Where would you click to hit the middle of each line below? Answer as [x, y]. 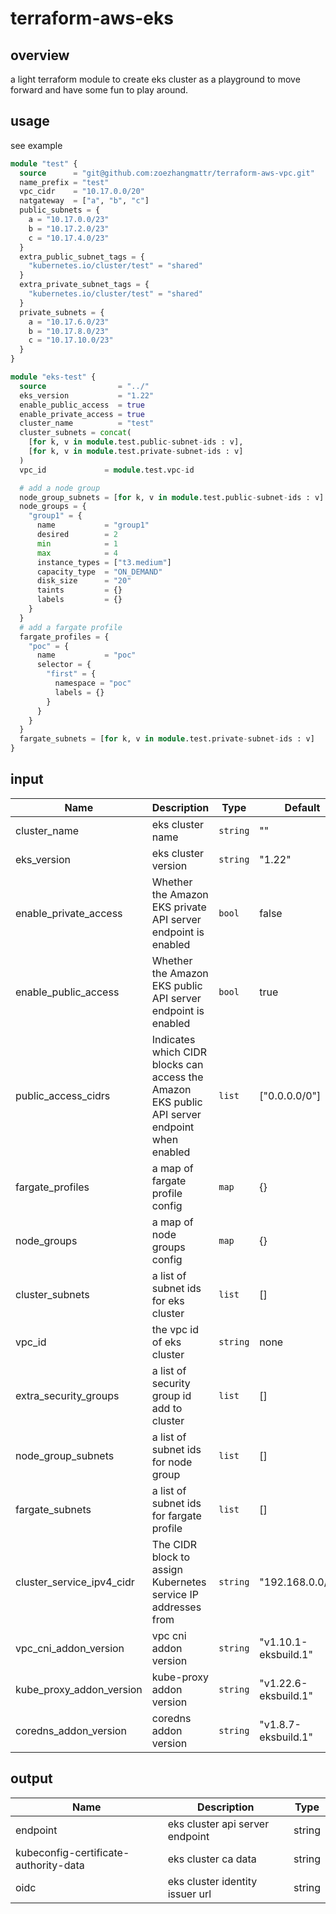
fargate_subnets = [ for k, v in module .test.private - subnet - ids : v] [167, 739]
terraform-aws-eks [92, 18]
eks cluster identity [212, 1881]
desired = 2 [77, 535]
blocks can [177, 1064]
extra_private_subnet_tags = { [84, 285]
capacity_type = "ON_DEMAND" [99, 572]
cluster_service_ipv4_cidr [75, 1582]
